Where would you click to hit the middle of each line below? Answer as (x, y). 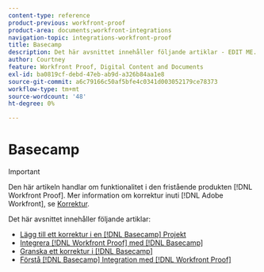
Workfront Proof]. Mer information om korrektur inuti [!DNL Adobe (116, 195)
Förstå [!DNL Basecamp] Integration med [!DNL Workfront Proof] (125, 260)
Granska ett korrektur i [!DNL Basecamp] (86, 251)
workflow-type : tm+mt (44, 89)
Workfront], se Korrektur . (49, 204)
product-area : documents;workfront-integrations (90, 30)
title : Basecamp (35, 45)
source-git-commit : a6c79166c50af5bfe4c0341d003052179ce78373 (113, 81)
